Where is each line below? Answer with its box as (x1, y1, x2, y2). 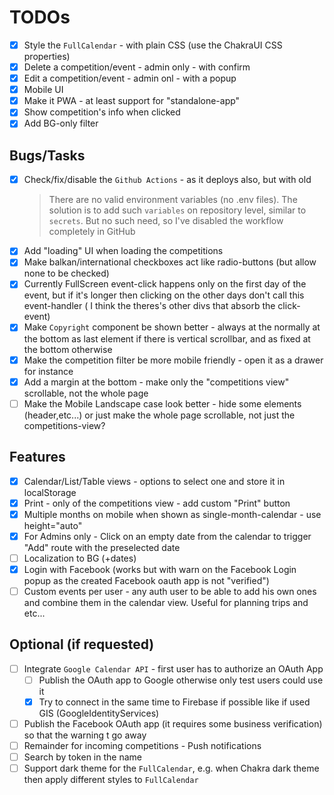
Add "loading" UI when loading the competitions (23, 245, 224, 257)
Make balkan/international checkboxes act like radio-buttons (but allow (23, 256, 317, 268)
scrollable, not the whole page (23, 387, 149, 399)
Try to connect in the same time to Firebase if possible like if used (38, 696, 311, 708)
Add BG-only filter (23, 117, 99, 130)
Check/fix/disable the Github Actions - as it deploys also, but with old (23, 174, 312, 186)
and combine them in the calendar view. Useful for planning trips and (23, 596, 309, 608)
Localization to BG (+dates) (23, 552, 137, 564)
